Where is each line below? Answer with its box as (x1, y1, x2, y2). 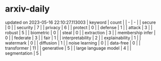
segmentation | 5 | (5, 50, 42, 56)
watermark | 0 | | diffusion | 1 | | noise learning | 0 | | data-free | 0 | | (5, 40, 141, 46)
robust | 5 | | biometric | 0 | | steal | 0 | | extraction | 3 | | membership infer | (5, 30, 156, 35)
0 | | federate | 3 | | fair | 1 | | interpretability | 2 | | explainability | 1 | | (5, 35, 141, 41)
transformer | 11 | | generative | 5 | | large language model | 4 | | (5, 45, 132, 51)
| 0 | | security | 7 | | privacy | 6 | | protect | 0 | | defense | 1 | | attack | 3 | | (5, 24, 153, 30)
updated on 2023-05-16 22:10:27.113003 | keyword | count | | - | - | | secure (5, 19, 156, 25)
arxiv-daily (5, 3, 50, 15)
